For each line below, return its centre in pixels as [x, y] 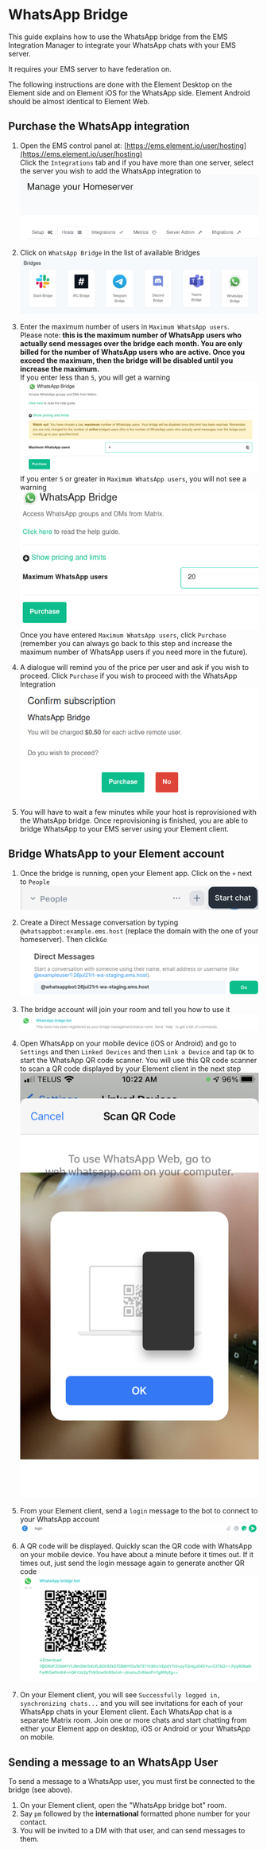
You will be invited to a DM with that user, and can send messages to [132, 1831]
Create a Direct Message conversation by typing [99, 922]
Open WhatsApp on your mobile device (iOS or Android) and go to [128, 1043]
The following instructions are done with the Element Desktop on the [120, 84]
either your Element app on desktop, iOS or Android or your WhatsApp [135, 1729]
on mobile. [37, 1737]
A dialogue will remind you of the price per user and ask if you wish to [134, 668]
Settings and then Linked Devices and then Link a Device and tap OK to [137, 1051]
